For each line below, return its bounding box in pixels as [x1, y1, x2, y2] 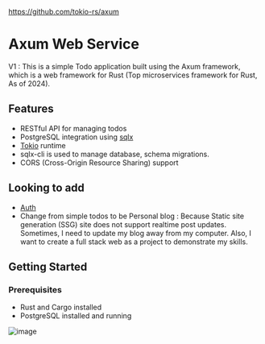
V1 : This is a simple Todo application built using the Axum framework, [8, 61, 241, 71]
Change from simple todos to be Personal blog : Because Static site [19, 211, 244, 221]
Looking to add [8, 181, 85, 195]
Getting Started [8, 259, 88, 273]
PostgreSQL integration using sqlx [19, 132, 134, 142]
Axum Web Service [8, 35, 139, 53]
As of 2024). [8, 78, 51, 88]
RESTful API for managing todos [19, 123, 127, 133]
